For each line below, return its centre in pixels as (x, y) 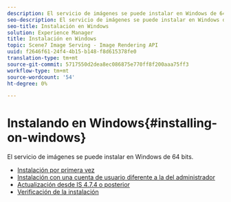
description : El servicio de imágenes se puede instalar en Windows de (112, 13)
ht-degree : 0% (27, 84)
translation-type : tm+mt (43, 58)
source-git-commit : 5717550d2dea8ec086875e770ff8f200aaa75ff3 (98, 64)
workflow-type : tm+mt (38, 71)
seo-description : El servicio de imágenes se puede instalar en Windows (113, 20)
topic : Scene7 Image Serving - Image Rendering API (82, 45)
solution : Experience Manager (51, 33)
